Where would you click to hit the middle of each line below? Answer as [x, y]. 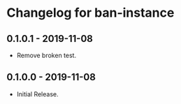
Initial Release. [37, 94]
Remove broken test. [46, 55]
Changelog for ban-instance [90, 13]
